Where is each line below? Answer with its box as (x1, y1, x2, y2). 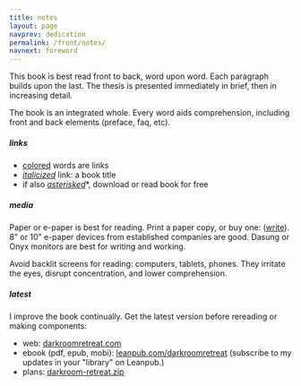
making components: (9, 321, 88, 331)
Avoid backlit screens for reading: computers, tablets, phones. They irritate (9, 259, 286, 270)
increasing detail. (9, 90, 73, 101)
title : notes (9, 13, 58, 22)
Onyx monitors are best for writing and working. (9, 241, 186, 252)
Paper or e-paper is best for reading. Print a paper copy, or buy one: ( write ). (9, 222, 289, 233)
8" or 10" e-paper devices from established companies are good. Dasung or (9, 232, 289, 243)
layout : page (9, 21, 58, 30)
